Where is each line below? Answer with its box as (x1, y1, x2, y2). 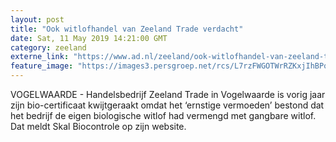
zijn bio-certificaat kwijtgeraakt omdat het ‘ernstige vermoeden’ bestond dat (10, 99, 325, 111)
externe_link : (10, 52, 70, 62)
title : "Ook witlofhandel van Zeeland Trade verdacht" (10, 24, 244, 34)
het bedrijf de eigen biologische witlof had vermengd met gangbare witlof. (10, 110, 317, 121)
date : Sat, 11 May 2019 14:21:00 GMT (10, 33, 168, 43)
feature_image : (10, 61, 74, 71)
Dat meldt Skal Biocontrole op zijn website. (10, 121, 187, 132)
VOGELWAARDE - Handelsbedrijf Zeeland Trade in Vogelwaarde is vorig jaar (10, 89, 326, 100)
